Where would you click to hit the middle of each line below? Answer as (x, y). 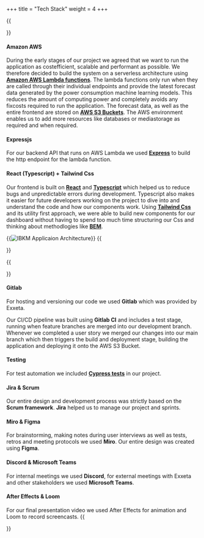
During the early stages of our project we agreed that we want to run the (98, 60)
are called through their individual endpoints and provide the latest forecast (101, 86)
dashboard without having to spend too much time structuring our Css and (100, 219)
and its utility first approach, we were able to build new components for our (101, 213)
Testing (16, 360)
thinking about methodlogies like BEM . (55, 226)
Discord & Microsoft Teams (42, 463)
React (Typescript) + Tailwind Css (50, 173)
